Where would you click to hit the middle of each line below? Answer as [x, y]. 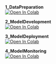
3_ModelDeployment [27, 36]
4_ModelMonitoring [26, 51]
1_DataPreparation [24, 7]
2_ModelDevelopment [28, 22]
